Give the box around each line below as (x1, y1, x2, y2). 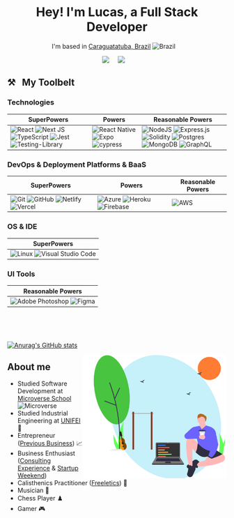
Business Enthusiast (17, 449, 75, 457)
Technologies (7, 98, 54, 107)
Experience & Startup (17, 464, 79, 473)
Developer (86, 19, 148, 35)
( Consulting (17, 457, 51, 465)
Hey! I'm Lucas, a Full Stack (36, 4, 198, 20)
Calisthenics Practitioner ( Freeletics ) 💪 (17, 479, 127, 487)
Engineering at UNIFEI (17, 416, 81, 425)
